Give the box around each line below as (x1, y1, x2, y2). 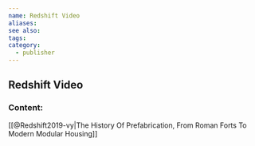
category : (8, 41, 41, 49)
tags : (8, 34, 26, 42)
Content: (8, 102, 44, 113)
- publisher (15, 49, 56, 57)
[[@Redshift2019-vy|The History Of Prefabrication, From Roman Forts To (8, 120, 247, 130)
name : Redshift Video (8, 11, 80, 20)
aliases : (8, 19, 37, 27)
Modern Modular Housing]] (8, 128, 98, 138)
